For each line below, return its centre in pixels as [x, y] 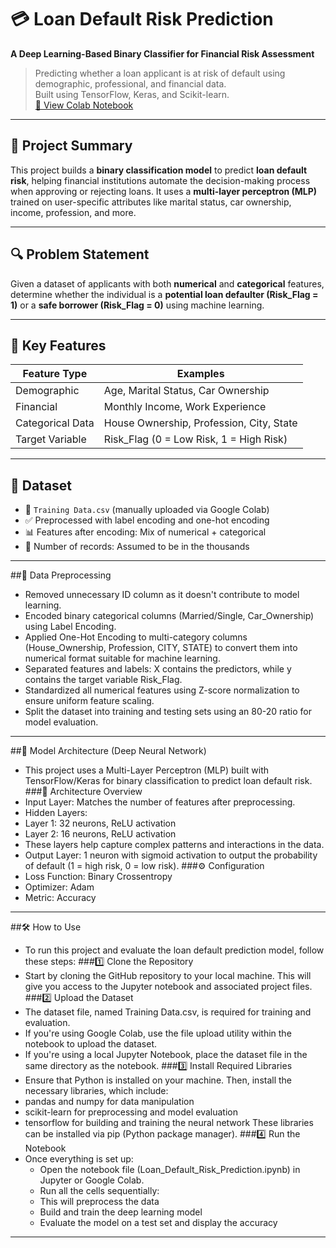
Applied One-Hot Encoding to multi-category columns [136, 637]
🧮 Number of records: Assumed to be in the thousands [137, 547]
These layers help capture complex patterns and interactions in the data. [174, 845]
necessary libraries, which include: [96, 1091]
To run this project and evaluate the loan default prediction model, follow [174, 950]
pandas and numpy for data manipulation [109, 1102]
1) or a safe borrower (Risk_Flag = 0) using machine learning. [137, 305]
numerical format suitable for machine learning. [122, 658]
